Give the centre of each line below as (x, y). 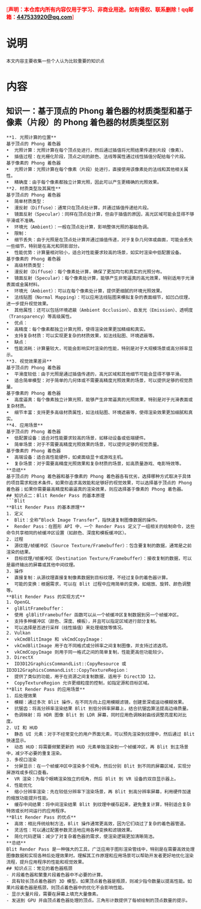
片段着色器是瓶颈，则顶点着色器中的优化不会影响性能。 (69, 887)
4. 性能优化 (19, 785)
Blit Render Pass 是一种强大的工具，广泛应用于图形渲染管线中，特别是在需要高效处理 (100, 849)
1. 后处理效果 (22, 696)
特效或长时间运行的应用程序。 (37, 811)
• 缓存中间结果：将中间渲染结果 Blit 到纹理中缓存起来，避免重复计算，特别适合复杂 (99, 804)
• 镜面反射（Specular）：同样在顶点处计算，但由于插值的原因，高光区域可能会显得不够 (100, 214)
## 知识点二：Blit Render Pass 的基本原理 (55, 495)
